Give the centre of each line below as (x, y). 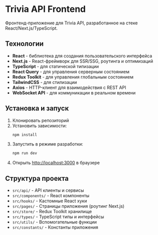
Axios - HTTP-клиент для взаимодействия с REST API (69, 87)
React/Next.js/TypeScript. (31, 28)
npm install (25, 135)
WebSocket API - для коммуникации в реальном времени (74, 92)
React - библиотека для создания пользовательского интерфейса (82, 56)
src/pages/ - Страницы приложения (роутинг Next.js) (68, 206)
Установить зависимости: (39, 126)
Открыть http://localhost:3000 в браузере (56, 163)
